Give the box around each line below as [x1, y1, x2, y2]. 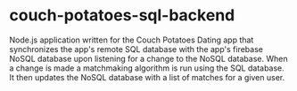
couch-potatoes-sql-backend [9, 5, 235, 26]
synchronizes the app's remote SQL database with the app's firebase [9, 43, 263, 54]
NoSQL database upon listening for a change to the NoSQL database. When [9, 53, 288, 64]
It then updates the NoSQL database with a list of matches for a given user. [9, 72, 285, 82]
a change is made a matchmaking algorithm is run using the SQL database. [9, 63, 285, 73]
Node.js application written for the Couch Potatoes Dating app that [9, 34, 254, 45]
